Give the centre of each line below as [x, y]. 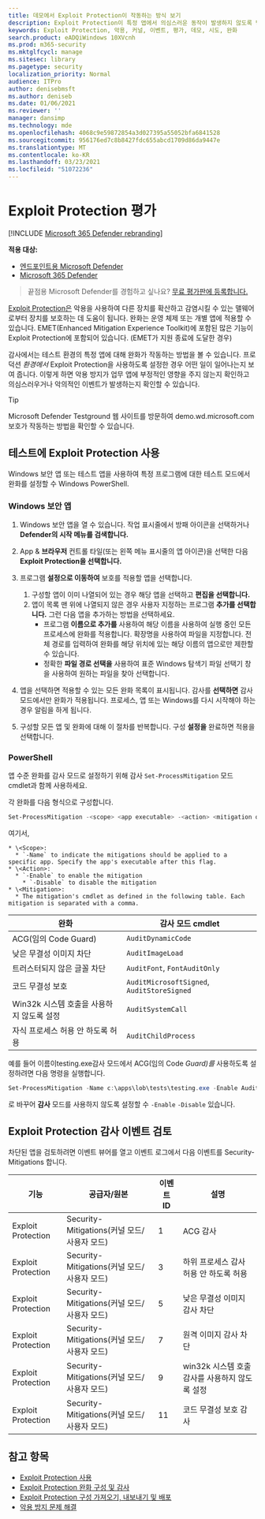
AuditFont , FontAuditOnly [173, 969]
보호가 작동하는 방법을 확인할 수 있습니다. [71, 426]
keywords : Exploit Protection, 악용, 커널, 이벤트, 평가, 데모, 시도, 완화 [123, 30]
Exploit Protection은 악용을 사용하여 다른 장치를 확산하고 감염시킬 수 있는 [121, 308]
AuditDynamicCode [159, 939]
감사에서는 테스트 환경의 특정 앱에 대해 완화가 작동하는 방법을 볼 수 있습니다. [125, 354]
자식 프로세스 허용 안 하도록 [60, 1031]
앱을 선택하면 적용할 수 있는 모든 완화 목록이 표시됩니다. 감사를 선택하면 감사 [136, 690]
